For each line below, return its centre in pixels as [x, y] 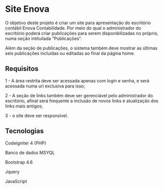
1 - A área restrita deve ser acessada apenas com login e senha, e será [77, 80]
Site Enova [27, 9]
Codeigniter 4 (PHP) [26, 143]
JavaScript [16, 181]
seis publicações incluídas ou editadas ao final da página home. [70, 53]
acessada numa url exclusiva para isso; [45, 86]
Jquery [12, 172]
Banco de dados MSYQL [30, 152]
